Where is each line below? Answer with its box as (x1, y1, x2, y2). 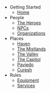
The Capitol (17, 57, 41, 62)
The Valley (17, 51, 39, 57)
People (9, 15, 25, 20)
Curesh (17, 67, 32, 73)
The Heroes (17, 20, 41, 26)
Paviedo (17, 62, 34, 67)
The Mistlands (17, 46, 46, 52)
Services (17, 83, 35, 88)
